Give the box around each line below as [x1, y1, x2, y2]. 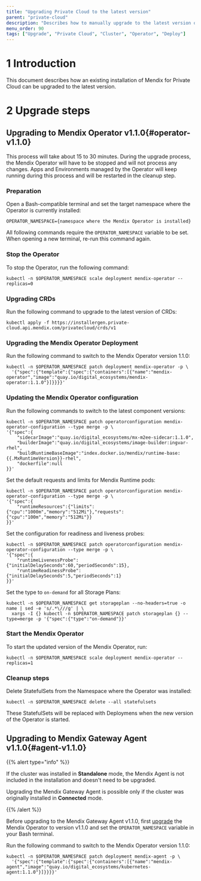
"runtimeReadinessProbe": [17, 567, 82, 573]
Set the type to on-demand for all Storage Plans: [6, 588, 121, 596]
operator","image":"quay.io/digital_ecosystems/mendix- [6, 375, 148, 381]
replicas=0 [6, 281, 33, 287]
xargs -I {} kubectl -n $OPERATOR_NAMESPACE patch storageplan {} [11, 610, 181, 616]
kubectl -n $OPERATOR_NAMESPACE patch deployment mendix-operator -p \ [6, 364, 188, 370]
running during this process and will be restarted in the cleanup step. [6, 172, 176, 180]
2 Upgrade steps [6, 104, 91, 117]
